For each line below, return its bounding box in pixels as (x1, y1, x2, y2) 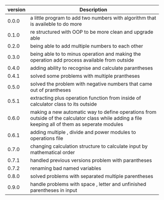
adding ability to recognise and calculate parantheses (30, 65, 153, 71)
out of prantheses (30, 87, 71, 93)
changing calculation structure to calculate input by (30, 143, 148, 150)
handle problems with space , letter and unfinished (30, 181, 146, 187)
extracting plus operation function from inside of (30, 95, 142, 101)
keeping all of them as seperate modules (30, 121, 123, 128)
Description (79, 6, 107, 13)
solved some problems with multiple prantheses (30, 73, 140, 79)
